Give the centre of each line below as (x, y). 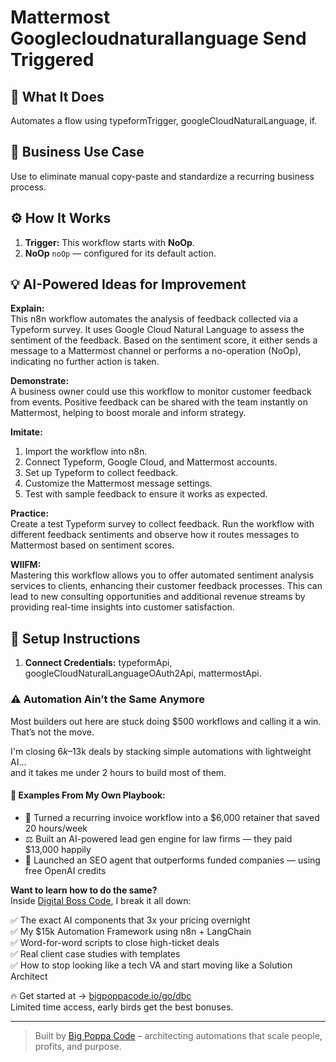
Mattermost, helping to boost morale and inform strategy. (128, 413)
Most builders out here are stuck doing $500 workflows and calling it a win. (166, 721)
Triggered (52, 60)
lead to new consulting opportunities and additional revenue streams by (158, 597)
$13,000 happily (58, 849)
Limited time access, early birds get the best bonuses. (122, 1007)
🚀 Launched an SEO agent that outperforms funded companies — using (172, 860)
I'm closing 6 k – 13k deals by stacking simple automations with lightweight (161, 751)
